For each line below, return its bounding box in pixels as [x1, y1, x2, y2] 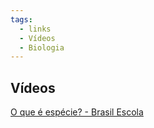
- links [19, 24, 52, 34]
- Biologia [19, 42, 65, 53]
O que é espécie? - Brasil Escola [10, 106, 144, 118]
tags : [10, 14, 33, 25]
